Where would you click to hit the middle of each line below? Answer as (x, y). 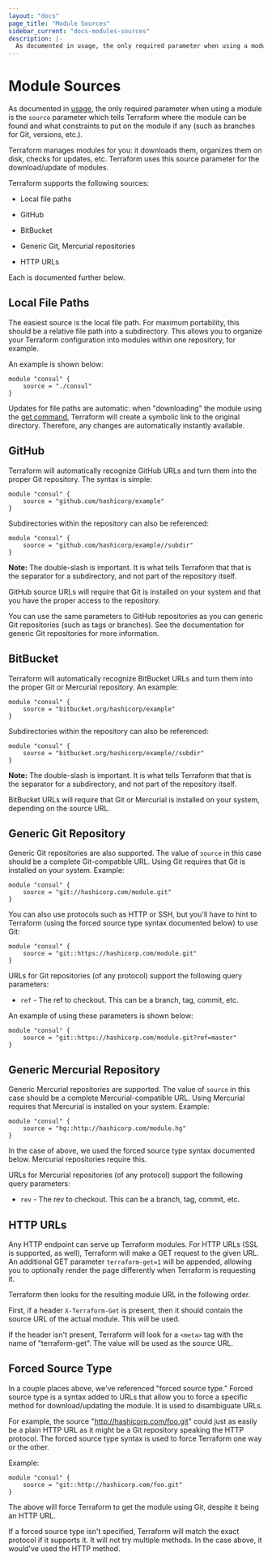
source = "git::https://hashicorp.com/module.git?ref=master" (130, 1038)
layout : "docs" (34, 16)
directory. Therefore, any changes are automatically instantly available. (127, 425)
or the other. (29, 1447)
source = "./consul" (57, 386)
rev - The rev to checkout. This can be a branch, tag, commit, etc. (130, 1199)
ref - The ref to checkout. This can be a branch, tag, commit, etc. (129, 1000)
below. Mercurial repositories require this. (78, 1159)
